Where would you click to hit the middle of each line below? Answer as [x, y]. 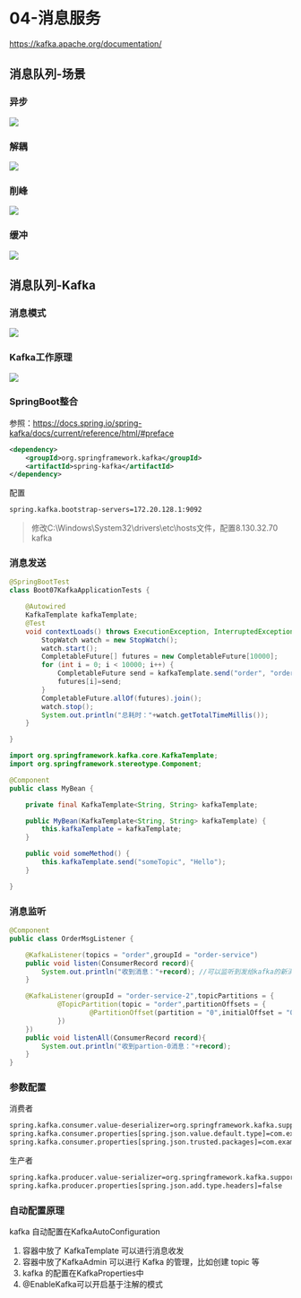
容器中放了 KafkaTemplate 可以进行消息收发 [103, 1250]
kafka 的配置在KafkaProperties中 [83, 1273]
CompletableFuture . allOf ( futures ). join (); [122, 698]
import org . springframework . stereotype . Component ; [106, 764]
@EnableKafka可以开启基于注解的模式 [92, 1285]
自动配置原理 [37, 1210]
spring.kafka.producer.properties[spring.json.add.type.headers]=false [146, 1186]
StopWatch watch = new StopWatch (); [110, 640]
